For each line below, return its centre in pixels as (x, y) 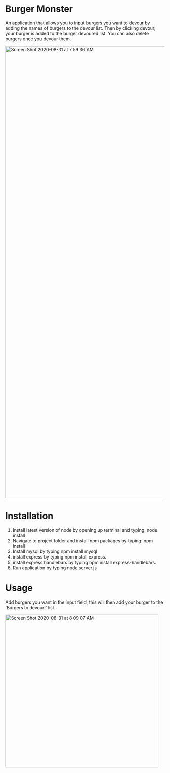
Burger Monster (39, 9)
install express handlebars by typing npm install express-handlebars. (84, 562)
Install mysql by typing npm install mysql (55, 551)
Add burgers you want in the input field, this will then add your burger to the (84, 602)
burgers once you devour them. (38, 39)
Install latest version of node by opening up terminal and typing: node (85, 530)
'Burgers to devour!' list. (30, 607)
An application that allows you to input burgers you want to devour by (78, 23)
